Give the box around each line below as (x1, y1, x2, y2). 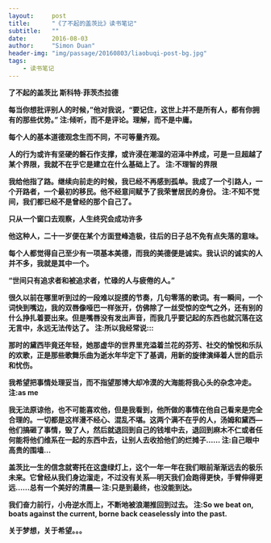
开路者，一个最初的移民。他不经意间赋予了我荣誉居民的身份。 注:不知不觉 (15, 187, 260, 196)
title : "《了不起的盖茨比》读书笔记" (8, 19, 137, 27)
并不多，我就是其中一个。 (8, 258, 94, 267)
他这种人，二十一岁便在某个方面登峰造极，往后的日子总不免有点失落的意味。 (8, 231, 263, 241)
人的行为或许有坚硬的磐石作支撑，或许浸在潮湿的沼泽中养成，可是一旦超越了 (8, 149, 263, 158)
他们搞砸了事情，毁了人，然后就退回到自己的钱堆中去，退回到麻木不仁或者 (8, 425, 256, 435)
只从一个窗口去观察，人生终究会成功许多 (8, 213, 143, 223)
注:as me (8, 387, 39, 397)
